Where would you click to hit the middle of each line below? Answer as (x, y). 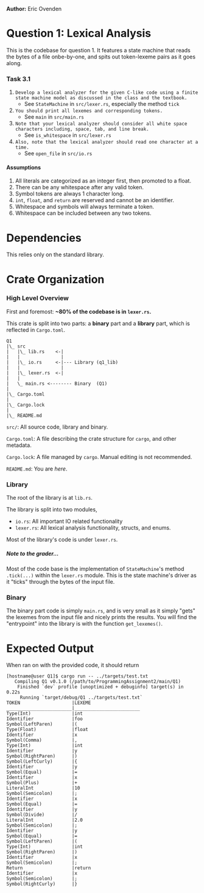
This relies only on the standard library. (55, 254)
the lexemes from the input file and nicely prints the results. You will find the (101, 617)
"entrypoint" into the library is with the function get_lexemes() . (85, 624)
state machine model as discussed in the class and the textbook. (101, 98)
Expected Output (50, 648)
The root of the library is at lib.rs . (50, 498)
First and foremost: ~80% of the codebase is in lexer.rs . (79, 311)
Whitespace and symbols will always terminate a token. (84, 207)
